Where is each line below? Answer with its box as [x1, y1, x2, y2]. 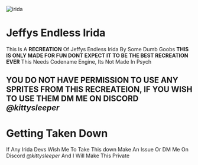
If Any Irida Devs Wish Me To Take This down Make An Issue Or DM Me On [6, 146, 189, 153]
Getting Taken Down [6, 127, 108, 140]
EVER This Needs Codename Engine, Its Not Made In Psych [6, 58, 152, 65]
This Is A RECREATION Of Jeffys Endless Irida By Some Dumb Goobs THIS [6, 45, 189, 52]
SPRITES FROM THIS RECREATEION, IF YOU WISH [6, 84, 193, 94]
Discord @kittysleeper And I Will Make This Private [6, 152, 130, 159]
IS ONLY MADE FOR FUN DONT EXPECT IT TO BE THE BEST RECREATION [6, 52, 189, 59]
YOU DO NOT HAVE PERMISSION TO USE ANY [6, 75, 178, 85]
